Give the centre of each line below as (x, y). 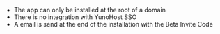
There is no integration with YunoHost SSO (75, 17)
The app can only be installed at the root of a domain (89, 10)
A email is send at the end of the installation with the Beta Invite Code (113, 24)
